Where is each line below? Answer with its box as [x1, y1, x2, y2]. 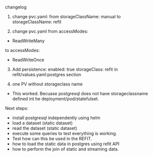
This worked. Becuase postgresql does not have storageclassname [12, 91, 148, 96]
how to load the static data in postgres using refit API [12, 141, 120, 147]
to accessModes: [5, 48, 40, 53]
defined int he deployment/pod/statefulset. [12, 96, 99, 102]
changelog [5, 4, 27, 10]
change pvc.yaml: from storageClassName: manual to [12, 14, 121, 19]
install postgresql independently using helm [12, 115, 101, 121]
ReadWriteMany [12, 38, 45, 44]
